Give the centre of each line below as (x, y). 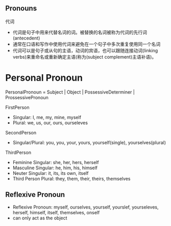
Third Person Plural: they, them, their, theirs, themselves (71, 178)
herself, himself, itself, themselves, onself (56, 212)
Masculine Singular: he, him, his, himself (55, 168)
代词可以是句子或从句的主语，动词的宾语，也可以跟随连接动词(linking (85, 50)
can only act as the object (40, 218)
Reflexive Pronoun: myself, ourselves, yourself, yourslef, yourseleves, (86, 207)
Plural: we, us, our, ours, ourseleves (50, 123)
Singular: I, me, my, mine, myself (47, 117)
